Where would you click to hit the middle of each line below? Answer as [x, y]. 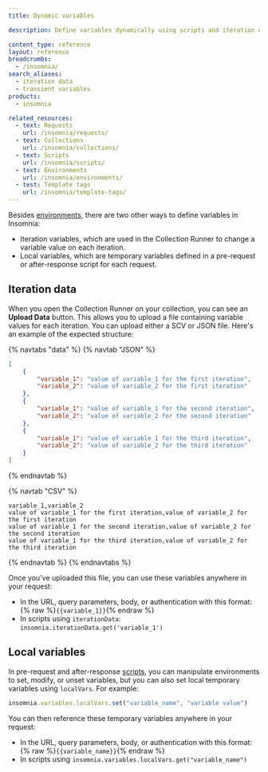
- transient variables [53, 89]
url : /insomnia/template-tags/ [75, 192]
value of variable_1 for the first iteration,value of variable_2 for [128, 513]
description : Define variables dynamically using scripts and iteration [132, 30]
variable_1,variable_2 [46, 506]
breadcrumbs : [30, 59]
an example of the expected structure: [71, 334]
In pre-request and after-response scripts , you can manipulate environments [134, 672]
